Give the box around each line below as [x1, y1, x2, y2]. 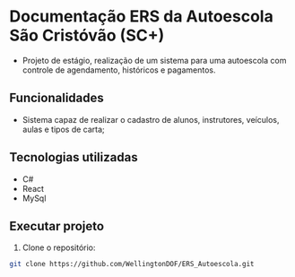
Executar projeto [9, 218, 105, 234]
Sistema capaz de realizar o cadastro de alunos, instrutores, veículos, [22, 114, 280, 125]
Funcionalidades [9, 91, 105, 106]
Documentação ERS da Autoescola [9, 6, 273, 27]
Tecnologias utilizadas [9, 150, 138, 165]
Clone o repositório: [22, 242, 96, 253]
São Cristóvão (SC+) [9, 25, 165, 46]
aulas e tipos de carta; [22, 124, 105, 134]
